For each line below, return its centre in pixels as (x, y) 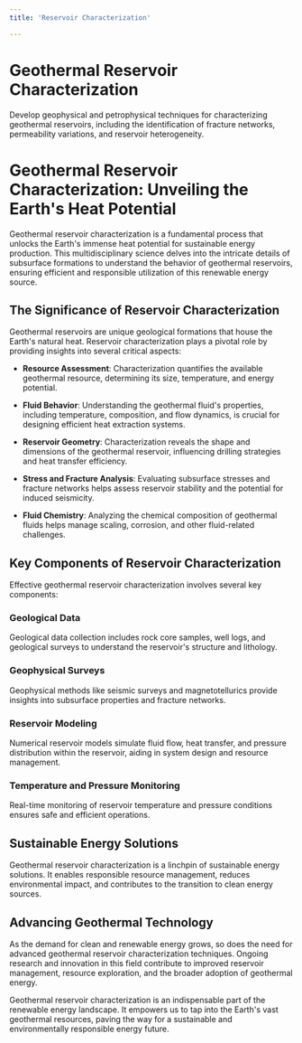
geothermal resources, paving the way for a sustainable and (121, 1019)
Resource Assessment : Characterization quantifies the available (142, 369)
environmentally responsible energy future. (89, 1029)
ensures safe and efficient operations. (80, 815)
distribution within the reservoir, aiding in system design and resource (139, 753)
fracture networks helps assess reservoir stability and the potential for (153, 488)
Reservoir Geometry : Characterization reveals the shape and (136, 442)
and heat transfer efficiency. (75, 461)
